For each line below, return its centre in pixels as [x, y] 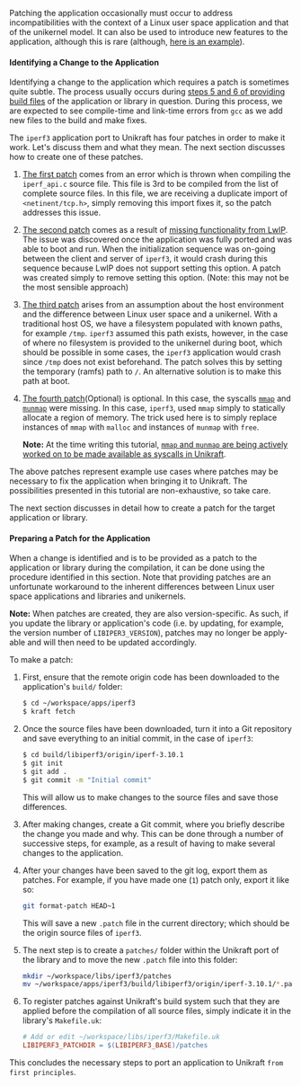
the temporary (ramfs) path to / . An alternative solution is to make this [152, 371]
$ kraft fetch [49, 712]
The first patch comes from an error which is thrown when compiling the [156, 174]
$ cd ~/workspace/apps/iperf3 [79, 703]
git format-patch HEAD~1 [69, 906]
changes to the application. [73, 852]
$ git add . [44, 771]
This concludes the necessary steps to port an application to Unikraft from [146, 1063]
